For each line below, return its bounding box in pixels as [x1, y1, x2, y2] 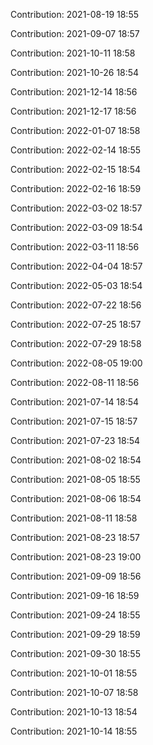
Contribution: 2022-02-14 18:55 [10, 144, 142, 156]
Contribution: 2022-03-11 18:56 [10, 241, 140, 253]
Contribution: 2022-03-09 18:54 [10, 222, 143, 233]
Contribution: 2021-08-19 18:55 [10, 9, 140, 20]
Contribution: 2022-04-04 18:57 [10, 260, 143, 272]
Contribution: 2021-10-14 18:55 [10, 725, 138, 737]
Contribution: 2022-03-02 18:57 [10, 202, 143, 214]
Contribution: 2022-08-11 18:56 [10, 377, 140, 388]
